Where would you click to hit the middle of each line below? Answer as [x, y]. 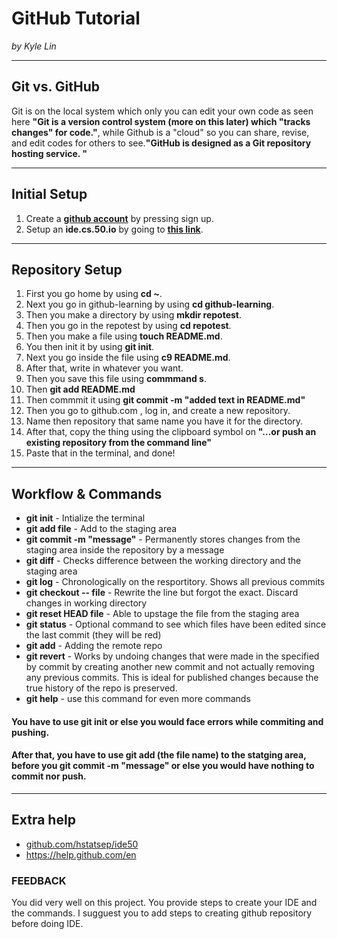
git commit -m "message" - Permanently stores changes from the [163, 539]
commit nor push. [49, 776]
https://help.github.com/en [81, 854]
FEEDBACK [39, 880]
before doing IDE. [47, 924]
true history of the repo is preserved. [101, 688]
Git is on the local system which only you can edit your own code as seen [162, 111]
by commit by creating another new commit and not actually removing [170, 667]
